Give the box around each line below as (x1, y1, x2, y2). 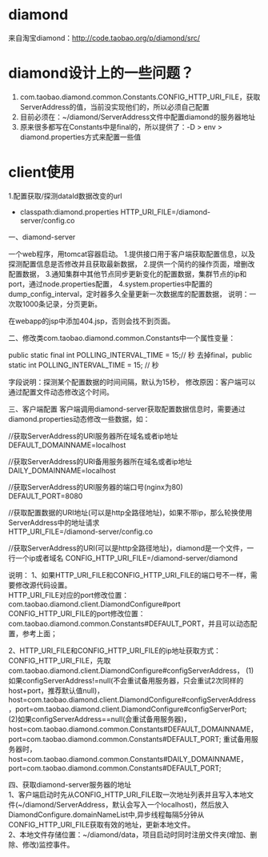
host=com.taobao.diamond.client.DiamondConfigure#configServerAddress (8, 695, 256, 704)
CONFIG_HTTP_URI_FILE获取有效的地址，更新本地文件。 (8, 819, 195, 829)
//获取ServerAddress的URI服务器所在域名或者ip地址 (8, 431, 178, 441)
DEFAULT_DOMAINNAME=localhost (8, 440, 126, 450)
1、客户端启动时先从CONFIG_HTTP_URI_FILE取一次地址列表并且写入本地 (8, 790, 247, 799)
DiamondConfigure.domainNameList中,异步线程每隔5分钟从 (8, 810, 205, 819)
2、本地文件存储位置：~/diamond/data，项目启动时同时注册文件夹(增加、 (8, 830, 250, 839)
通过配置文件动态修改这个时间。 (8, 386, 114, 397)
